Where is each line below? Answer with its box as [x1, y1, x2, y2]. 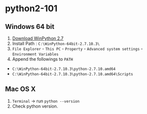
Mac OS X [5, 85, 36, 93]
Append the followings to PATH [12, 56, 73, 62]
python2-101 [5, 3, 58, 14]
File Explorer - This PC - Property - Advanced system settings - [12, 46, 143, 51]
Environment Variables [12, 52, 59, 57]
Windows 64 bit [5, 23, 55, 31]
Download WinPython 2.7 [12, 35, 64, 41]
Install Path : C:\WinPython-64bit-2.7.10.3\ [12, 41, 100, 46]
